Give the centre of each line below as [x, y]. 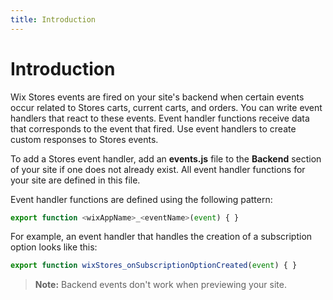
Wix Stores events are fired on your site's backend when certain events [157, 97]
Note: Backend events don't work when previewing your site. [160, 285]
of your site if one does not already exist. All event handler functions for [158, 169]
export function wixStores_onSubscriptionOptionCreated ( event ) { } [154, 266]
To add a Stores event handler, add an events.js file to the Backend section [166, 158]
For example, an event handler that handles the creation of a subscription [161, 237]
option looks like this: [54, 247]
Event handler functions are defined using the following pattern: [141, 199]
